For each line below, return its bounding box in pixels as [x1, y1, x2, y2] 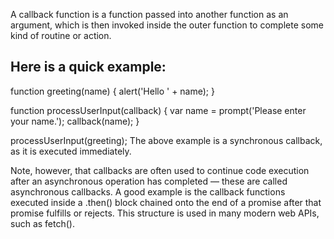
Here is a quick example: [10, 59, 167, 76]
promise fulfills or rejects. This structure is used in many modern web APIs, [10, 207, 320, 219]
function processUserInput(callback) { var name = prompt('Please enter [10, 104, 307, 116]
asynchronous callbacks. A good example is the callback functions [10, 185, 286, 198]
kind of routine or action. [10, 30, 112, 41]
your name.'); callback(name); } [10, 115, 140, 127]
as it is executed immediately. [10, 145, 132, 157]
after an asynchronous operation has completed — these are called [10, 175, 288, 187]
